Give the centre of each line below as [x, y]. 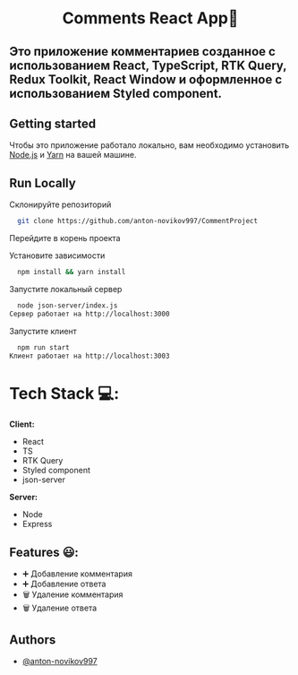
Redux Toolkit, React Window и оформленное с [146, 79]
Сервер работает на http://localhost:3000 [89, 314]
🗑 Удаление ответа [60, 608]
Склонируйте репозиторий [60, 204]
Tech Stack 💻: [64, 393]
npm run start [43, 347]
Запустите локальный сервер [66, 289]
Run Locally [43, 183]
